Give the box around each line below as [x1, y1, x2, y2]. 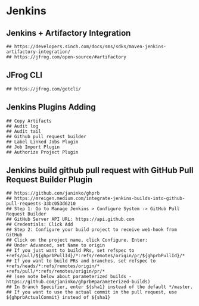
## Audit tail [6, 128, 42, 135]
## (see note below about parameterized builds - [6, 274, 132, 280]
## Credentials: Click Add [6, 221, 73, 227]
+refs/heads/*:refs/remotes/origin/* [6, 263, 100, 269]
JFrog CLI [6, 70, 43, 80]
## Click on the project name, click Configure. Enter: [6, 237, 148, 243]
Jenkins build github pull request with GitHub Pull [6, 166, 194, 176]
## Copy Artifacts [6, 118, 52, 124]
